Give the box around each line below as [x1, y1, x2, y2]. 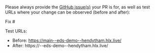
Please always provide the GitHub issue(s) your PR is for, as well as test [5, 4, 150, 10]
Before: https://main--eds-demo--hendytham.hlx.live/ [12, 37, 122, 43]
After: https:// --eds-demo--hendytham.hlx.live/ [12, 43, 108, 48]
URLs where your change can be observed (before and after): [5, 9, 130, 15]
